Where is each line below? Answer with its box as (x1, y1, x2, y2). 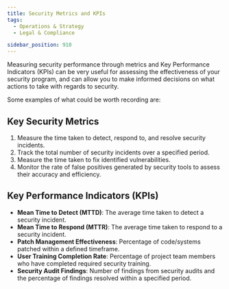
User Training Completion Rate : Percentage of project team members (16, 252, 216, 260)
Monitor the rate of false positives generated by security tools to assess (16, 163, 221, 171)
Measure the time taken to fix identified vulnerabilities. (16, 155, 171, 163)
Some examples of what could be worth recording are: (7, 95, 161, 104)
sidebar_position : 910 (7, 42, 72, 49)
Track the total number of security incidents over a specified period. (16, 148, 210, 157)
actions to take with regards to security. (7, 82, 119, 91)
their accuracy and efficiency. (16, 170, 101, 178)
